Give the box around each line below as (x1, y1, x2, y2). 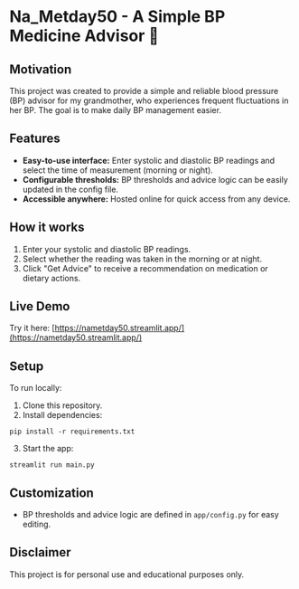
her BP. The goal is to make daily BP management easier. (9, 105, 221, 115)
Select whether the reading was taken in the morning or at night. (22, 253, 263, 264)
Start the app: (22, 443, 74, 454)
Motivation (9, 62, 72, 77)
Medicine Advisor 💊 (9, 25, 160, 46)
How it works (9, 220, 85, 235)
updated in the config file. (22, 184, 119, 195)
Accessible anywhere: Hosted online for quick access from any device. (22, 193, 291, 204)
